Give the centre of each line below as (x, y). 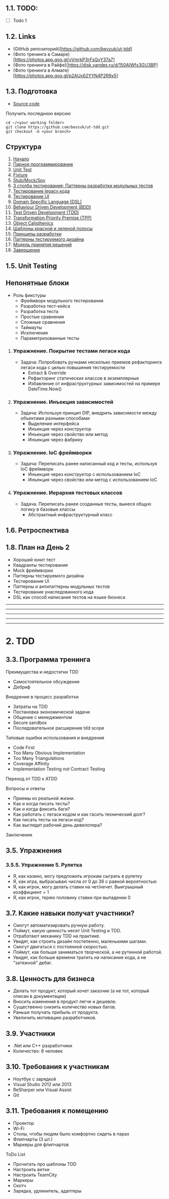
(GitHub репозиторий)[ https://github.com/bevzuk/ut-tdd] (72, 49)
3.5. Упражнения (34, 851)
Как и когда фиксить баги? (41, 809)
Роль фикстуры (29, 295)
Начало (21, 159)
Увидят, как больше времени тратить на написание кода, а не (79, 957)
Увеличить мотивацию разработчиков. (55, 1017)
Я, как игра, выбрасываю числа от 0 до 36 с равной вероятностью (85, 881)
